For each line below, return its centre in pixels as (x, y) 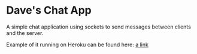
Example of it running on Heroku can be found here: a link (77, 45)
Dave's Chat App (49, 10)
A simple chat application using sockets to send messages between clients (99, 27)
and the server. (25, 33)
